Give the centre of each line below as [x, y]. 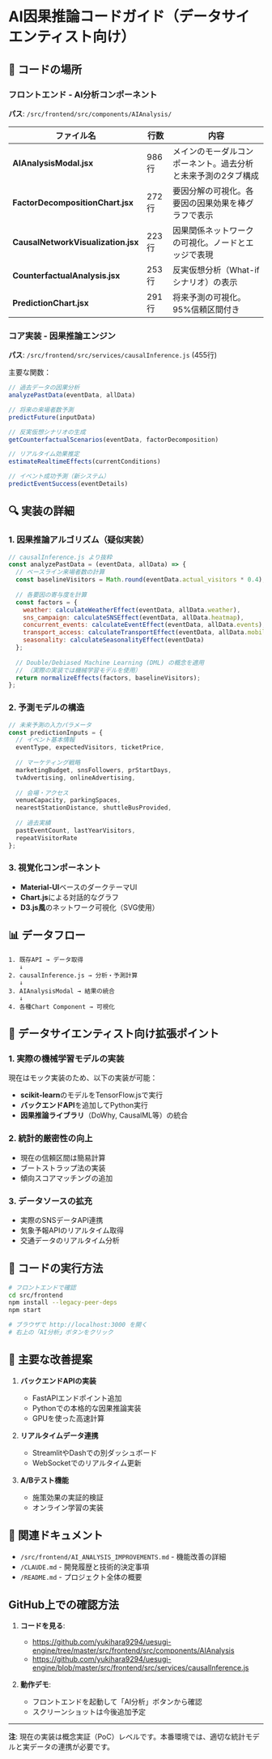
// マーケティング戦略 [48, 763]
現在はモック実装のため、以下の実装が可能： [83, 1078]
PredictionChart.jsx [51, 302]
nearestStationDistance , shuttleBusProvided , [94, 808]
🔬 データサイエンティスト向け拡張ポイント [114, 1034]
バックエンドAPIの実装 [58, 1380]
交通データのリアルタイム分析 [70, 1240]
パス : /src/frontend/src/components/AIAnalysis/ [90, 114]
